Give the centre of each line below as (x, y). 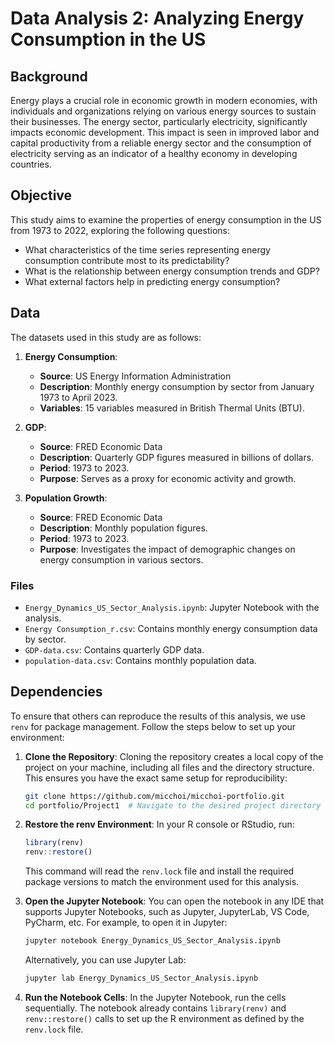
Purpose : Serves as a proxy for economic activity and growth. (168, 478)
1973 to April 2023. (78, 397)
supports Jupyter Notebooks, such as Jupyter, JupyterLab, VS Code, (167, 912)
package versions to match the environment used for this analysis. (162, 882)
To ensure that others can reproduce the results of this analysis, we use (158, 716)
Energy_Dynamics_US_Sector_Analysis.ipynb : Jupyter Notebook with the (172, 607)
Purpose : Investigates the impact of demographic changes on (167, 549)
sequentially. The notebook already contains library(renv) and (155, 1008)
